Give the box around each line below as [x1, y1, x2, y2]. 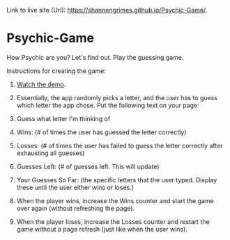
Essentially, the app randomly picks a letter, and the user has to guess [16, 93, 217, 102]
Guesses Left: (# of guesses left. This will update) [16, 162, 160, 170]
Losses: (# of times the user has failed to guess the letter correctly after [16, 141, 224, 150]
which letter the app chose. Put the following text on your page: [16, 101, 199, 109]
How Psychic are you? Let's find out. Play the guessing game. [6, 53, 184, 61]
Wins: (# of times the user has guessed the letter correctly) [16, 128, 187, 136]
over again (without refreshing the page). [16, 204, 135, 212]
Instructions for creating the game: [6, 66, 106, 75]
